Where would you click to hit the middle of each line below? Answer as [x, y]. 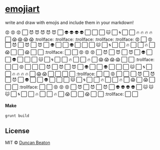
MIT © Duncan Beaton [28, 142]
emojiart [22, 9]
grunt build [17, 116]
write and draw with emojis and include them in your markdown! [70, 22]
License [17, 131]
